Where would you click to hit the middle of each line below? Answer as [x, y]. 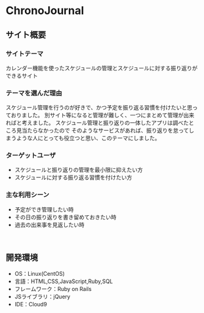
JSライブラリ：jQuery [42, 296]
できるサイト [22, 75]
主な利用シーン [27, 195]
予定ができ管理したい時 [44, 209]
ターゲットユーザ [31, 155]
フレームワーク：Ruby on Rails [53, 289]
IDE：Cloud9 [31, 304]
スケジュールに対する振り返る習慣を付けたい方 [73, 177]
